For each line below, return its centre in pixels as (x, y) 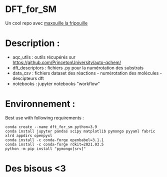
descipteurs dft (28, 78)
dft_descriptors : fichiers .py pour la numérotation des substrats (78, 67)
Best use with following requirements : (44, 117)
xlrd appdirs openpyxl (29, 135)
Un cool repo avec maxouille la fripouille (46, 23)
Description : (32, 43)
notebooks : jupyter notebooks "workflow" (56, 83)
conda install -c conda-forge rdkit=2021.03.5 (54, 144)
